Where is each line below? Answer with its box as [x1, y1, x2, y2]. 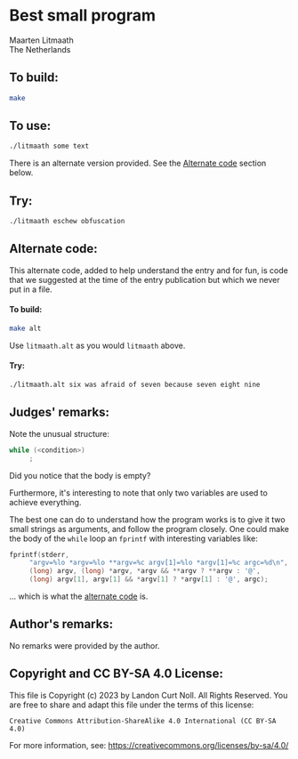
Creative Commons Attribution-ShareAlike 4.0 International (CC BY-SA [9, 716, 277, 725]
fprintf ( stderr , [9, 550, 69, 559]
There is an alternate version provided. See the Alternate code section [9, 157, 267, 169]
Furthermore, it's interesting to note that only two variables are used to [9, 487, 269, 498]
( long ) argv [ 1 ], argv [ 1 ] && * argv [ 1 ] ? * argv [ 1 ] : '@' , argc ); [28, 575, 269, 584]
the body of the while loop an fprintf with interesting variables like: [9, 533, 258, 544]
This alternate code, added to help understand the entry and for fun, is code [9, 264, 289, 276]
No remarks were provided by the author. [9, 640, 160, 650]
